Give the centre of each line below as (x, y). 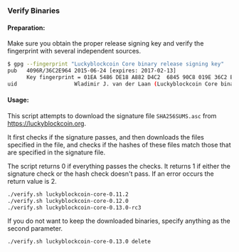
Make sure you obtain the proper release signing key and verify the (106, 43)
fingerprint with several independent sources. (74, 51)
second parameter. (35, 229)
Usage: (18, 100)
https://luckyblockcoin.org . (47, 123)
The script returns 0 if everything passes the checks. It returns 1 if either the (119, 166)
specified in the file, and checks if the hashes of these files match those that (119, 145)
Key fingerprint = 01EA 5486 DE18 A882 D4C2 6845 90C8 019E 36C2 (127, 77)
